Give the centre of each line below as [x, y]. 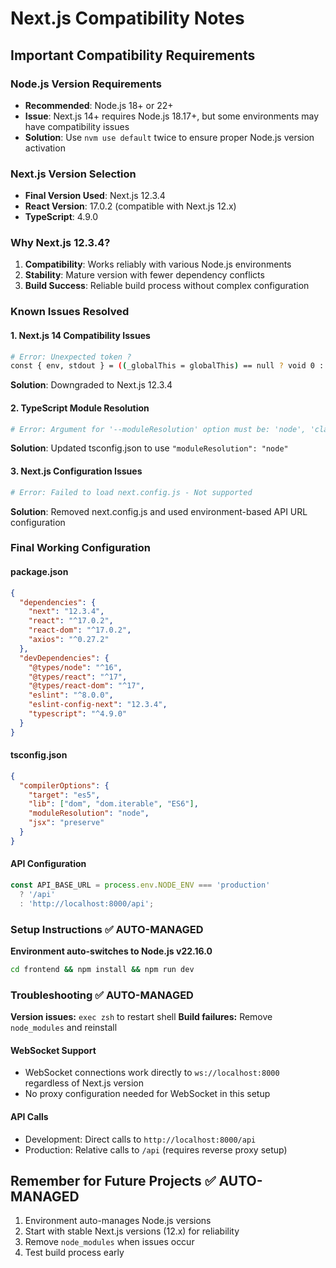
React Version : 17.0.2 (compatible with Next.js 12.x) [130, 206]
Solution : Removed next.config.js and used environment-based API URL [159, 511]
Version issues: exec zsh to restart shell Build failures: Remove [141, 1017]
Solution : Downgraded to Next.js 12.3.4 [91, 385]
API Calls [29, 1116]
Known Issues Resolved [70, 312]
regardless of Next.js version [84, 1083]
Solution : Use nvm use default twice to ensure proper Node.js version [169, 137]
